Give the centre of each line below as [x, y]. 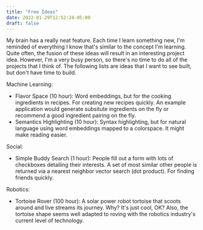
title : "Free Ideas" [32, 12]
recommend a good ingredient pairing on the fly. [75, 115]
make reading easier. [41, 135]
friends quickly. [34, 178]
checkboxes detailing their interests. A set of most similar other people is [106, 165]
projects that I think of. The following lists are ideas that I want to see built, [99, 66]
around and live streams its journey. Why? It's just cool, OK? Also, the [101, 208]
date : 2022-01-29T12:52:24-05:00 [48, 18]
